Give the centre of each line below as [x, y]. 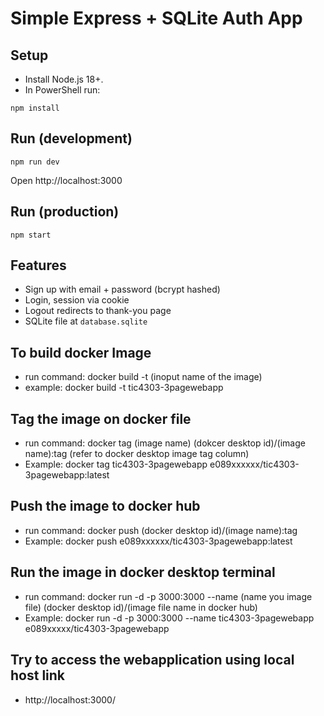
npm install [35, 108]
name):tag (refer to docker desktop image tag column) [137, 454]
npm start [31, 235]
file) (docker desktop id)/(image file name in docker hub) [141, 607]
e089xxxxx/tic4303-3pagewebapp [97, 628]
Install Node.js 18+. [64, 79]
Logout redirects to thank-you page [98, 311]
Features [38, 265]
